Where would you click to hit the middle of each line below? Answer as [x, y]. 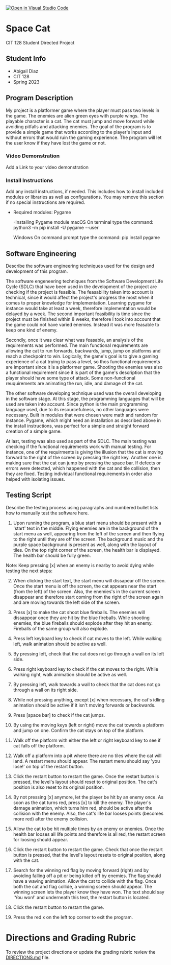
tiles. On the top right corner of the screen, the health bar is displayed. [87, 550]
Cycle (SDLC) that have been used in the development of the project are [81, 287]
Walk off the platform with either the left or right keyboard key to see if [87, 740]
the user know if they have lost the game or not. [56, 143]
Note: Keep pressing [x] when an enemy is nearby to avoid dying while [80, 565]
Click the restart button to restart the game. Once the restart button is [86, 776]
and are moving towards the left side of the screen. [67, 602]
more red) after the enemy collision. [51, 819]
